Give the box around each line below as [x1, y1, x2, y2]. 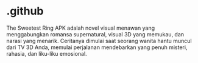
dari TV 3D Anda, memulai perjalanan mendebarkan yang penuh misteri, [6, 44, 188, 51]
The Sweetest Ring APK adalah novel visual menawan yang [6, 24, 155, 31]
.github [6, 4, 44, 18]
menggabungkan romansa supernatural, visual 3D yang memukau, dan [6, 30, 185, 38]
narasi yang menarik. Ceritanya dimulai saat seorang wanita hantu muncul [6, 37, 192, 44]
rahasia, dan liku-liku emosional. [6, 50, 87, 57]
